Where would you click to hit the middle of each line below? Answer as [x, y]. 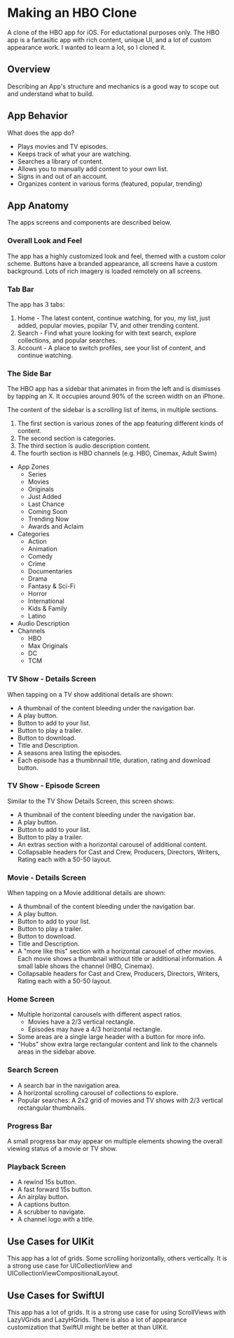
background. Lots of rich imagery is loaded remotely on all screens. [105, 271]
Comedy [40, 557]
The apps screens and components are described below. [89, 223]
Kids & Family [48, 609]
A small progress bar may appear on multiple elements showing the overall [115, 1141]
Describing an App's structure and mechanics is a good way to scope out [113, 86]
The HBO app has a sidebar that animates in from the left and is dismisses [114, 389]
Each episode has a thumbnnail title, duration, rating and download [114, 760]
